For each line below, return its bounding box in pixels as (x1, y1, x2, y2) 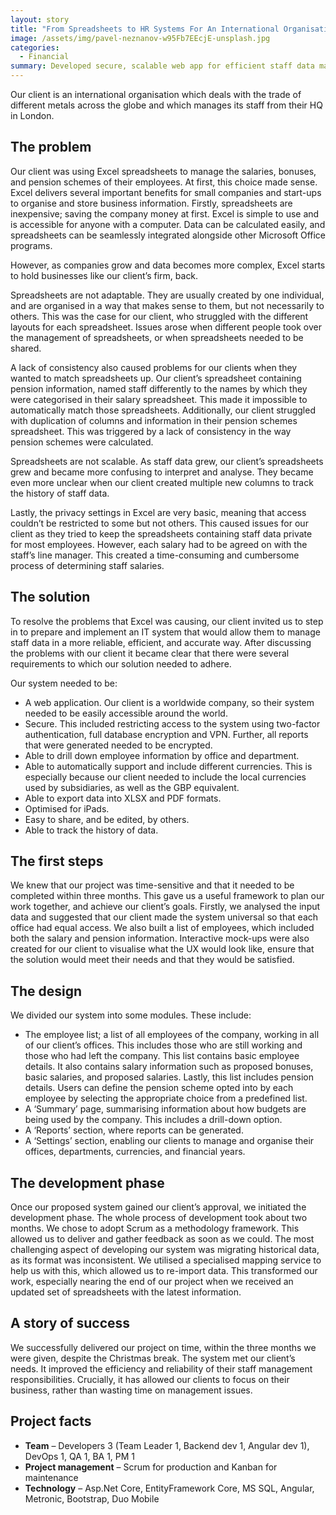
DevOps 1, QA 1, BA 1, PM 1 (24, 1450, 136, 1462)
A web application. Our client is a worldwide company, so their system (24, 696, 315, 708)
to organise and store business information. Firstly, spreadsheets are (10, 197, 293, 209)
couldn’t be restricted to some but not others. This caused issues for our (10, 517, 309, 529)
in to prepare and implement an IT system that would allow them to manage (10, 626, 321, 638)
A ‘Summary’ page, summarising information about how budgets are (24, 1103, 307, 1115)
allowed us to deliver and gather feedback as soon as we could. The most (10, 1233, 315, 1245)
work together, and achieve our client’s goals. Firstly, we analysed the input (10, 901, 321, 913)
